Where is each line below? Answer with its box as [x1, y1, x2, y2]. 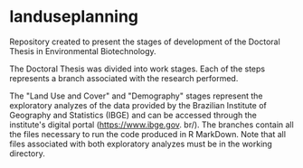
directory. [9, 147, 45, 159]
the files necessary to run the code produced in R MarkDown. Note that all [9, 128, 287, 139]
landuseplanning [9, 6, 138, 27]
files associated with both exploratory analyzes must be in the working [9, 138, 273, 149]
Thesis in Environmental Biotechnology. [9, 45, 156, 56]
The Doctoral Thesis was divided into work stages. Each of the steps [9, 63, 265, 74]
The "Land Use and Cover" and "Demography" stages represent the [9, 90, 263, 101]
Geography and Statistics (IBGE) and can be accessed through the [9, 109, 258, 120]
